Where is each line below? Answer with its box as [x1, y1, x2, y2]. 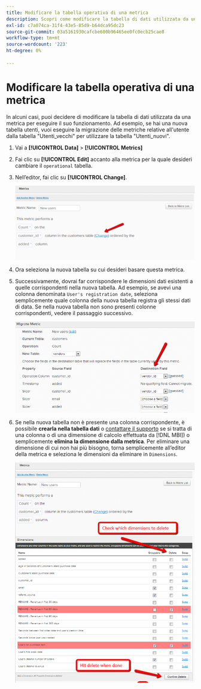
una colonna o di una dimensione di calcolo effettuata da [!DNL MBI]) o [14, 432, 190, 439]
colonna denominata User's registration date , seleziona [14, 290, 158, 298]
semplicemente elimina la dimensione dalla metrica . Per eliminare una [14, 438, 190, 445]
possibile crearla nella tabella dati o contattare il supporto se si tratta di [14, 425, 193, 432]
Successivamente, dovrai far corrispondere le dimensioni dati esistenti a [14, 278, 193, 285]
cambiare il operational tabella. [14, 162, 93, 169]
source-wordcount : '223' [6, 41, 68, 47]
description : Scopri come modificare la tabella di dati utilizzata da [6, 16, 188, 22]
